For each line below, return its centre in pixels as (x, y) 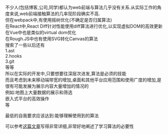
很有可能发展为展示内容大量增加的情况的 (47, 86)
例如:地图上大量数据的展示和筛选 (39, 92)
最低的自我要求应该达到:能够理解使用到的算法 (52, 115)
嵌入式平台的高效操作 (27, 99)
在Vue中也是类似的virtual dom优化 (41, 32)
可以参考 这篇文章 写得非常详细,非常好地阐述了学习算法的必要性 (70, 126)
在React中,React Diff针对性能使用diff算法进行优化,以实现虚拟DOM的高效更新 (84, 26)
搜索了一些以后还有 (25, 45)
